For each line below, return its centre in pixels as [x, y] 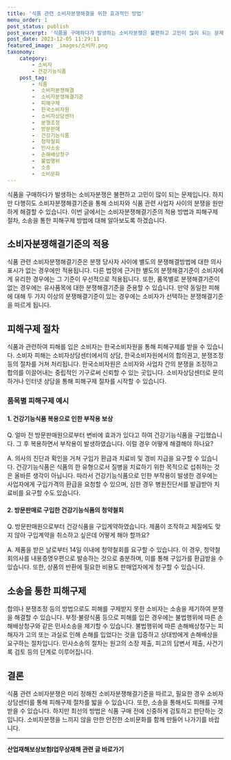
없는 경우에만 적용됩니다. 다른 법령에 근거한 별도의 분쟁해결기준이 [112, 270]
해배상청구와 [24, 626]
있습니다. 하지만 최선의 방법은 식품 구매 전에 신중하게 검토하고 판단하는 [122, 711]
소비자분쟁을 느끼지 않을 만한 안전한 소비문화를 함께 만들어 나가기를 [117, 720]
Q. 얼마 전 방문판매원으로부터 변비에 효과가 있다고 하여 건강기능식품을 [100, 435]
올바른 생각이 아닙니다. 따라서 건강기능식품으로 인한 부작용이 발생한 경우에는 [116, 476]
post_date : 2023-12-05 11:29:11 [53, 39]
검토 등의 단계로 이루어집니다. [54, 652]
